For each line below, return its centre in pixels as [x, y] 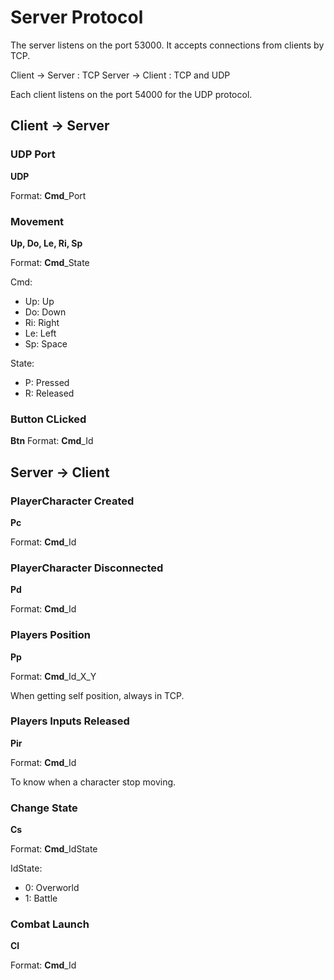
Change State [44, 808]
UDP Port [33, 154]
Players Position [50, 635]
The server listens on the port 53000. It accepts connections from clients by [167, 45]
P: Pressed [47, 382]
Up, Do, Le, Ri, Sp [46, 243]
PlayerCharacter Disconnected [87, 568]
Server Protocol [77, 17]
